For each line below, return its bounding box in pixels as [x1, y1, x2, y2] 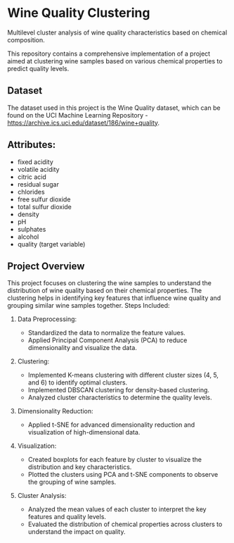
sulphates [17, 225, 46, 233]
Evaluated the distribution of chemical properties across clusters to [27, 520, 223, 529]
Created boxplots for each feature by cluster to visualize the [27, 456, 202, 464]
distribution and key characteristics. [27, 463, 132, 471]
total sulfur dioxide [17, 202, 72, 211]
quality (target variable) [17, 239, 86, 248]
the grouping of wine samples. [27, 478, 117, 487]
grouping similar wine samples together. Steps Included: [7, 301, 170, 310]
